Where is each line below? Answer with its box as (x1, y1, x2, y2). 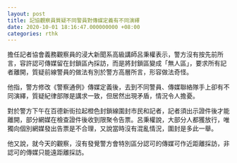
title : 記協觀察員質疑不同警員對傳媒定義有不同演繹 (7, 17, 140, 24)
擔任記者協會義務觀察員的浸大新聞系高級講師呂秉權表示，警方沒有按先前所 (7, 50, 224, 59)
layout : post (7, 10, 46, 18)
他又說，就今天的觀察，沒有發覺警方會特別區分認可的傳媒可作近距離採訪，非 (7, 139, 230, 148)
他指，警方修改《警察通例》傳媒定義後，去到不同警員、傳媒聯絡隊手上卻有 (7, 83, 224, 92)
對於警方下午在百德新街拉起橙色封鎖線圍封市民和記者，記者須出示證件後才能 (7, 107, 230, 115)
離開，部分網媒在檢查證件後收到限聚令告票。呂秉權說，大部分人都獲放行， (7, 116, 224, 124)
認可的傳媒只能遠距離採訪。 (7, 148, 88, 157)
